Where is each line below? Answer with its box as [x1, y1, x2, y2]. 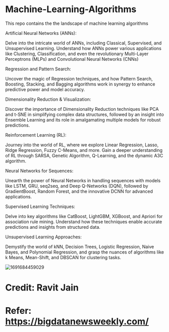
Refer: [5, 305, 32, 317]
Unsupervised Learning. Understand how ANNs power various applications [5, 45, 161, 51]
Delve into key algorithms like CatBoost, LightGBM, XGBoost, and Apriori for [5, 213, 163, 219]
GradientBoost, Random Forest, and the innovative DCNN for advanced [5, 188, 153, 194]
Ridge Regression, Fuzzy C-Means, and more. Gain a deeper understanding [5, 147, 163, 153]
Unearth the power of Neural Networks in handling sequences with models [5, 177, 161, 183]
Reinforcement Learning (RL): [5, 132, 67, 138]
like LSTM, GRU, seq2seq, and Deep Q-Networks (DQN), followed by [5, 183, 148, 189]
